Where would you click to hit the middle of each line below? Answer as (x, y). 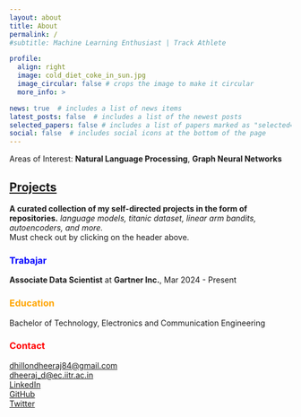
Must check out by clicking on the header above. (99, 237)
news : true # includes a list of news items (95, 109)
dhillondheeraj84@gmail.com (64, 365)
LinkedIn (25, 384)
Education (32, 303)
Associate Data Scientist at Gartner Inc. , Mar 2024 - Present (123, 280)
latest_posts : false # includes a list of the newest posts (126, 117)
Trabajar (28, 260)
